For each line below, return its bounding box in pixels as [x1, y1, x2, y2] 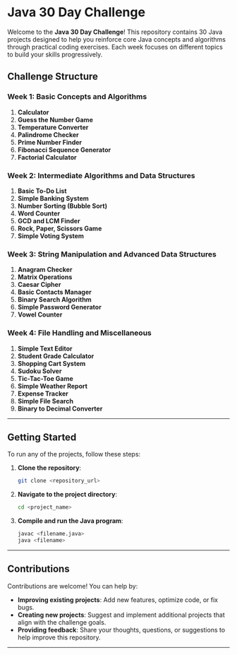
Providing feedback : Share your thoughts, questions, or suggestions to [17, 625, 226, 634]
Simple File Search [17, 396, 74, 405]
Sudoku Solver [17, 367, 62, 375]
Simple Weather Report [17, 382, 88, 390]
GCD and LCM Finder [17, 216, 80, 225]
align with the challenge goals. [17, 618, 107, 626]
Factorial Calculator [17, 153, 77, 161]
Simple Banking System [17, 194, 90, 202]
